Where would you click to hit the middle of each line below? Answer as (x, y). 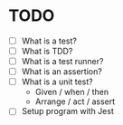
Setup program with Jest (67, 111)
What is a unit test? (57, 82)
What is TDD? (47, 51)
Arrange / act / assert (75, 101)
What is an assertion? (62, 72)
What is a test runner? (62, 62)
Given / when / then (72, 92)
